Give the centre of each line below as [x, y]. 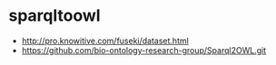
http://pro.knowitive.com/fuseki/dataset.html [105, 41]
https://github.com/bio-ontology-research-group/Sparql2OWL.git [144, 50]
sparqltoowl [54, 16]
